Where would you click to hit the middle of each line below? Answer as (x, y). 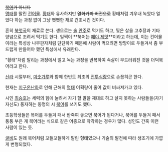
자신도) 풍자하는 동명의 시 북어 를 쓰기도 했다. (49, 104)
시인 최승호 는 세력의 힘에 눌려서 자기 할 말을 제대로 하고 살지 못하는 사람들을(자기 (84, 98)
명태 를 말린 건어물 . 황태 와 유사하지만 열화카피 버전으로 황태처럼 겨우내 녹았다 (80, 13)
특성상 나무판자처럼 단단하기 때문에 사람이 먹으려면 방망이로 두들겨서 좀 (88, 43)
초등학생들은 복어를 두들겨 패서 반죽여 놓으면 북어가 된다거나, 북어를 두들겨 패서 (83, 115)
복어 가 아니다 (18, 7)
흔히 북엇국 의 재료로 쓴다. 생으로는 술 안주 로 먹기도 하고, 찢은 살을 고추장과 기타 (83, 30)
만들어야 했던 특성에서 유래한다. (49, 49)
